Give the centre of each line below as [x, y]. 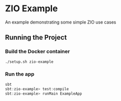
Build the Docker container [37, 51]
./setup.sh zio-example [29, 62]
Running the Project [36, 38]
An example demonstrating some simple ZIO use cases [61, 22]
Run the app [20, 74]
